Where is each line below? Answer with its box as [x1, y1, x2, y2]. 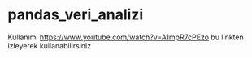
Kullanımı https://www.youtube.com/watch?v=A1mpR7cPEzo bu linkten [7, 32, 245, 42]
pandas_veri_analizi [7, 6, 144, 24]
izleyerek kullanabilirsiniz [7, 40, 91, 50]
